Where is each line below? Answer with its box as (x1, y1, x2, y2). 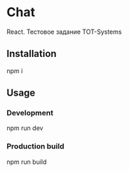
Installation (6, 48, 57, 60)
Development (6, 108, 54, 118)
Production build (6, 141, 64, 151)
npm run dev (6, 124, 43, 132)
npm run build (6, 158, 47, 166)
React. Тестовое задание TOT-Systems (6, 27, 122, 36)
